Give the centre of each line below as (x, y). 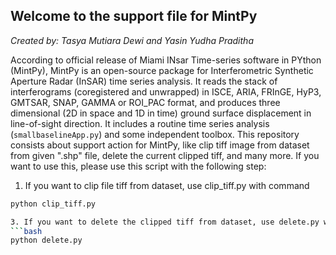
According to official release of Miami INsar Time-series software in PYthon (166, 60)
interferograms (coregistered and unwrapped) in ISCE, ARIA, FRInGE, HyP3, (166, 91)
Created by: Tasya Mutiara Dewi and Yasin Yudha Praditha (132, 40)
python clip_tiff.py (53, 204)
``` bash (26, 231)
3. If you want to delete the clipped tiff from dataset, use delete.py (165, 222)
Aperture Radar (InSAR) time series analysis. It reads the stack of (144, 81)
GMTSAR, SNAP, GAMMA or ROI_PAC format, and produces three (145, 102)
